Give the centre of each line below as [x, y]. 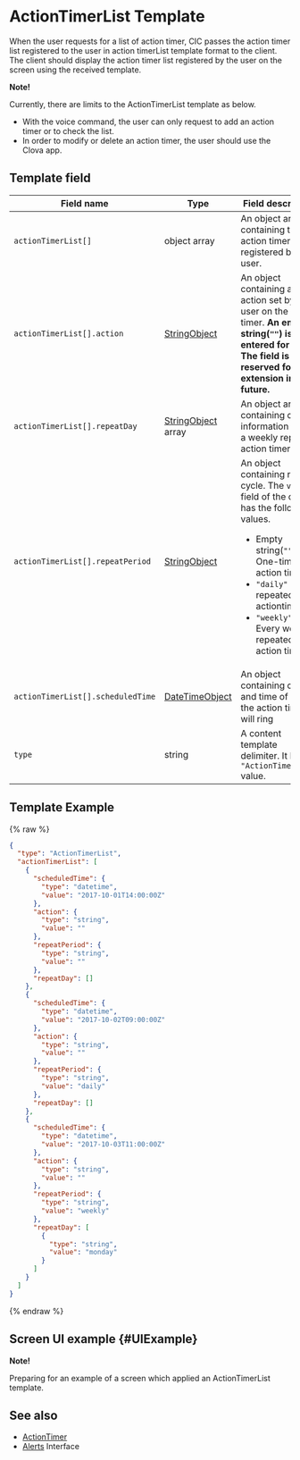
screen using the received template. [75, 70]
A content [261, 733]
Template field [50, 178]
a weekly [259, 437]
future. [255, 389]
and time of [264, 696]
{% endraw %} [37, 1311]
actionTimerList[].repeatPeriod [83, 561]
